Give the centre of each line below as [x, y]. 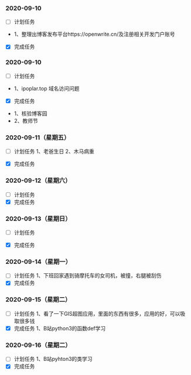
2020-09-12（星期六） [38, 180]
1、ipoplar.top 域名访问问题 [47, 88]
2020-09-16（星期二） [38, 345]
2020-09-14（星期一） [38, 262]
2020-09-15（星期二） [38, 300]
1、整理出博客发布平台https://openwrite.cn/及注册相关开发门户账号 [94, 34]
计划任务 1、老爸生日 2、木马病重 [54, 152]
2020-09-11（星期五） [38, 138]
